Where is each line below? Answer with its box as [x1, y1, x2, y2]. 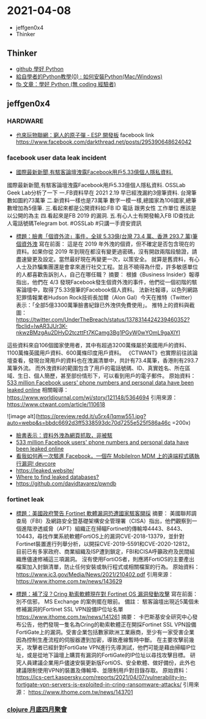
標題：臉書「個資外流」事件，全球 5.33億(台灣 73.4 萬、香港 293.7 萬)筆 [15, 232, 198, 240]
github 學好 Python [15, 65, 64, 72]
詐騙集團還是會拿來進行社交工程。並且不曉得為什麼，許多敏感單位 [32, 263, 198, 270]
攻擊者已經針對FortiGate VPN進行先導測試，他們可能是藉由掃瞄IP [26, 644, 191, 651]
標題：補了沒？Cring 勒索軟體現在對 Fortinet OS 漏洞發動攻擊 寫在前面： [15, 591, 198, 598]
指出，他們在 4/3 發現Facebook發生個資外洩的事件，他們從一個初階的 [15, 278, 192, 286]
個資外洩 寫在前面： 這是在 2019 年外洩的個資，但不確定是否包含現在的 [15, 240, 195, 248]
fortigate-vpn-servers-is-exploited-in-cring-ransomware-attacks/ [15, 681, 182, 688]
